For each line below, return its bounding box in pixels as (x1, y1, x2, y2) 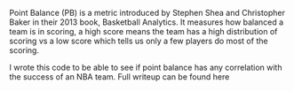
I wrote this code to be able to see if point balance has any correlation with (9, 62, 282, 72)
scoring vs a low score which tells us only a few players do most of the (9, 35, 268, 46)
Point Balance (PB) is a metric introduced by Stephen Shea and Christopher (9, 8, 286, 18)
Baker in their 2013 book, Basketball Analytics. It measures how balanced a (9, 17, 284, 27)
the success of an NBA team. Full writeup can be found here (9, 72, 230, 82)
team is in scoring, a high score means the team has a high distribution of (9, 27, 278, 36)
